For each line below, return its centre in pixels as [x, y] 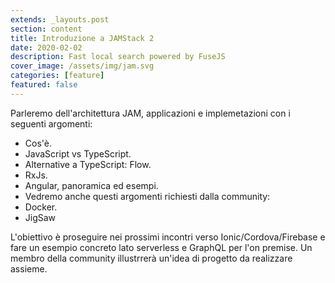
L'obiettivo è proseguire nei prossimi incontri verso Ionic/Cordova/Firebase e [168, 237]
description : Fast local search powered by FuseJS [118, 57]
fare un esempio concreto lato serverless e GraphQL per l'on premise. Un [161, 247]
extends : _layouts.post [60, 19]
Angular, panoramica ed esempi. [91, 185]
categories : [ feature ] [57, 76]
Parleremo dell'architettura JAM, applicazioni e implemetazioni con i [150, 113]
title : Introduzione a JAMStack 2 [82, 38]
